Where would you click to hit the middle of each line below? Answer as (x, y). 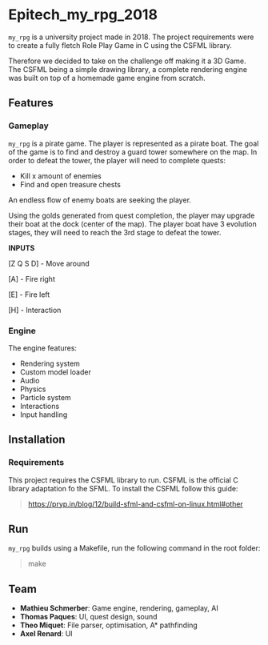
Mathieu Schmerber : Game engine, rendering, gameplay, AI (119, 608)
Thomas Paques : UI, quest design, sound (88, 617)
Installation (37, 440)
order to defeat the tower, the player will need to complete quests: (117, 160)
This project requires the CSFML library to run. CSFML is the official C (123, 480)
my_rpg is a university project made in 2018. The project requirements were (131, 37)
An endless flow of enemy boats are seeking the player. (100, 200)
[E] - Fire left (29, 294)
